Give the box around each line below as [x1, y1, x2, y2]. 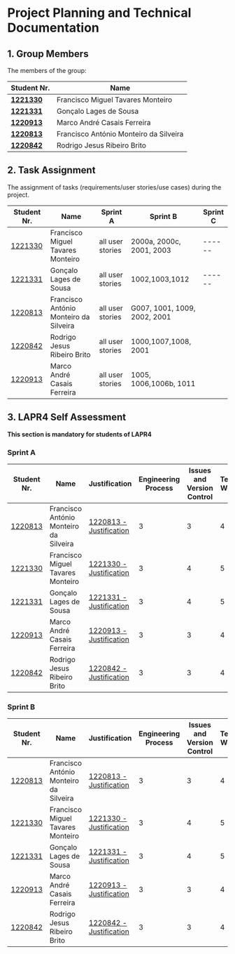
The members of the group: [7, 67, 87, 74]
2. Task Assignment [7, 164, 96, 176]
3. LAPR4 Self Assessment [7, 411, 127, 423]
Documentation [7, 20, 100, 36]
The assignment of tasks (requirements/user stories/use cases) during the [7, 183, 222, 191]
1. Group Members [7, 48, 89, 60]
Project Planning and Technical [7, 5, 192, 21]
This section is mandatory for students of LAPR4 [7, 430, 152, 438]
